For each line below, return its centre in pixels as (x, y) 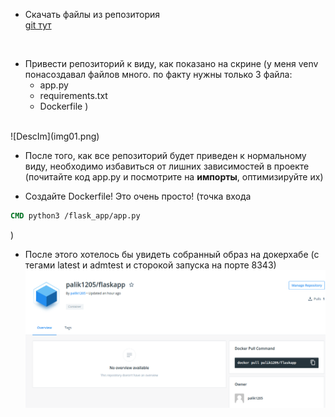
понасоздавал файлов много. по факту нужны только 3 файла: (158, 74)
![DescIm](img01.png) (55, 136)
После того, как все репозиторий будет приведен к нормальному (165, 155)
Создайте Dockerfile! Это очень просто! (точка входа (138, 196)
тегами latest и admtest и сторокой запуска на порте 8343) (150, 265)
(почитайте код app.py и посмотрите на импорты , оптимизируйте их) (174, 177)
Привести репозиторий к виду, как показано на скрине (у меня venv (171, 63)
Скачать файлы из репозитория (92, 14)
